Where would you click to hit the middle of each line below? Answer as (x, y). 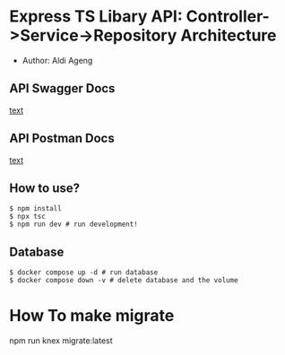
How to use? (45, 188)
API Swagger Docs (62, 88)
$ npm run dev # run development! (74, 225)
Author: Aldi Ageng (57, 60)
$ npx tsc (28, 217)
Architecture (229, 35)
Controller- (228, 17)
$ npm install (36, 209)
